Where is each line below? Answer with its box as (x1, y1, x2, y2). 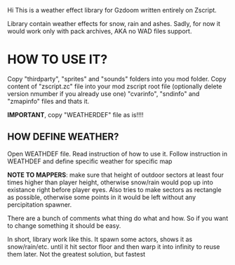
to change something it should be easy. (7, 221, 121, 230)
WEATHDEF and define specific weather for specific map (7, 157, 173, 165)
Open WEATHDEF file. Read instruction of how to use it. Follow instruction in (7, 149, 228, 158)
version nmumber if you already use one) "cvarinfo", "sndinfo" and (7, 89, 200, 97)
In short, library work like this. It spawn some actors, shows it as (7, 235, 193, 243)
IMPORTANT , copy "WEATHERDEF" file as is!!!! (7, 110, 144, 118)
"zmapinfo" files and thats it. (7, 97, 90, 105)
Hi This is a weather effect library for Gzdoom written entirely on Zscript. (7, 6, 217, 14)
